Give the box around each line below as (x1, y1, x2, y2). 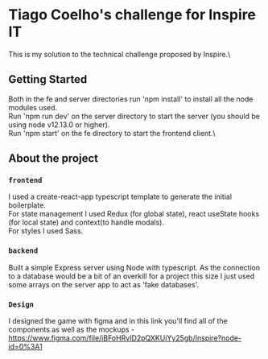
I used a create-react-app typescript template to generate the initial (8, 192, 232, 202)
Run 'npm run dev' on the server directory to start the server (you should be (8, 111, 260, 121)
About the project (8, 151, 99, 166)
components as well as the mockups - (8, 324, 135, 335)
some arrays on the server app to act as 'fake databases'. (8, 279, 200, 289)
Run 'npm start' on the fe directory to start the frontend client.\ (8, 128, 216, 138)
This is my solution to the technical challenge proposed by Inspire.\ (8, 49, 231, 59)
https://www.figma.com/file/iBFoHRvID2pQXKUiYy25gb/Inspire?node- (8, 333, 242, 343)
